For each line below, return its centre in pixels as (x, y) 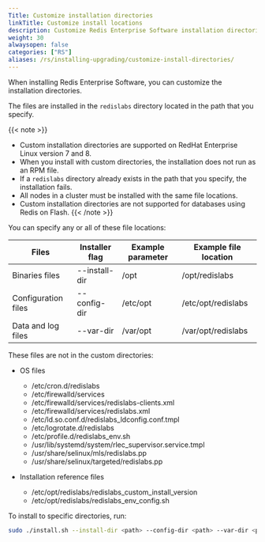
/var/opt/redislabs (215, 331)
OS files (32, 370)
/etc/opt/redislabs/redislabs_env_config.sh (100, 500)
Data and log (35, 325)
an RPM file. (39, 170)
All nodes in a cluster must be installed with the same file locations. (129, 195)
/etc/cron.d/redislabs (65, 385)
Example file (217, 247)
